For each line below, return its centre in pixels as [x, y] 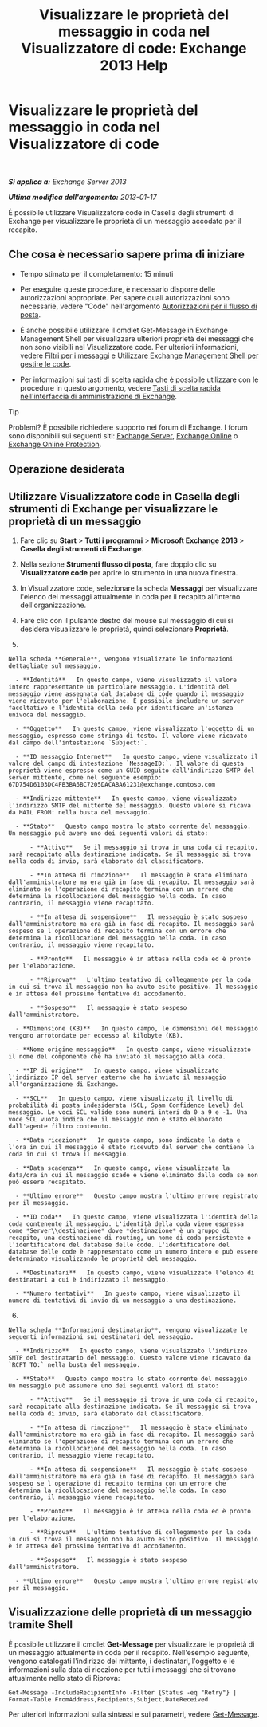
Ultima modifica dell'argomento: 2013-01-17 [82, 197]
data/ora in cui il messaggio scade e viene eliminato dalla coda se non [133, 1175]
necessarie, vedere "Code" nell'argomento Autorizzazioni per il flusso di [138, 306]
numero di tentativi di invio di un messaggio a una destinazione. [123, 1301]
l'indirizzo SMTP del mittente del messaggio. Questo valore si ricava [130, 805]
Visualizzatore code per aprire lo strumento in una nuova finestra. [129, 572]
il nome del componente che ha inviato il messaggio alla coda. [117, 1056]
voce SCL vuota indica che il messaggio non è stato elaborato [116, 1119]
